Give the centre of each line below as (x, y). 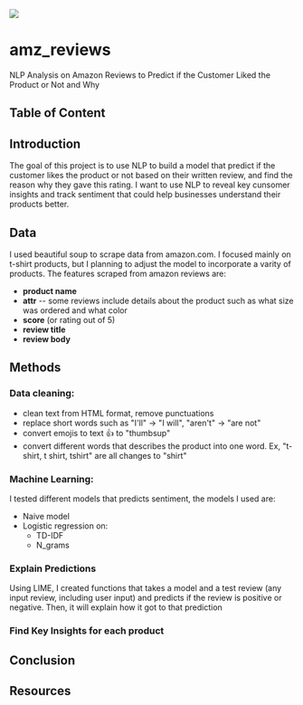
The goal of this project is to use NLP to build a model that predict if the (142, 166)
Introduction (45, 143)
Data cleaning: (42, 394)
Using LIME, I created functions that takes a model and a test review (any (146, 588)
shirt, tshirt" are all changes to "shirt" (118, 455)
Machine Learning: (52, 479)
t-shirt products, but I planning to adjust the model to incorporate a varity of (151, 263)
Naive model (46, 516)
